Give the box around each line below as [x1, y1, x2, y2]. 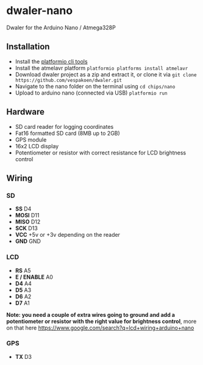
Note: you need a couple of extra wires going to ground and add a [6, 311, 176, 318]
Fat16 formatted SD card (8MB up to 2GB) [15, 129, 120, 137]
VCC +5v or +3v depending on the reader [15, 231, 121, 239]
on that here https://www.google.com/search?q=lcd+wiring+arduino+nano [6, 324, 194, 331]
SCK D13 [15, 225, 38, 232]
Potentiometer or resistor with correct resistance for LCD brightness [15, 149, 187, 156]
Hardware [6, 107, 45, 117]
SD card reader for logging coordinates [15, 123, 114, 130]
